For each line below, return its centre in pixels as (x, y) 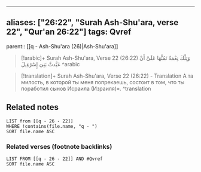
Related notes (32, 107)
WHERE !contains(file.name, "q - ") (52, 126)
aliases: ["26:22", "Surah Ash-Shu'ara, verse (92, 22)
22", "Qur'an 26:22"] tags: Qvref (69, 32)
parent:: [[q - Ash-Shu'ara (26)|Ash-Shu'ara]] (62, 46)
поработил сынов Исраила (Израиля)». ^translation (86, 88)
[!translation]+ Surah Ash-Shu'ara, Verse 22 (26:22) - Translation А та (107, 76)
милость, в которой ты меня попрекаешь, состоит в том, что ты (103, 82)
